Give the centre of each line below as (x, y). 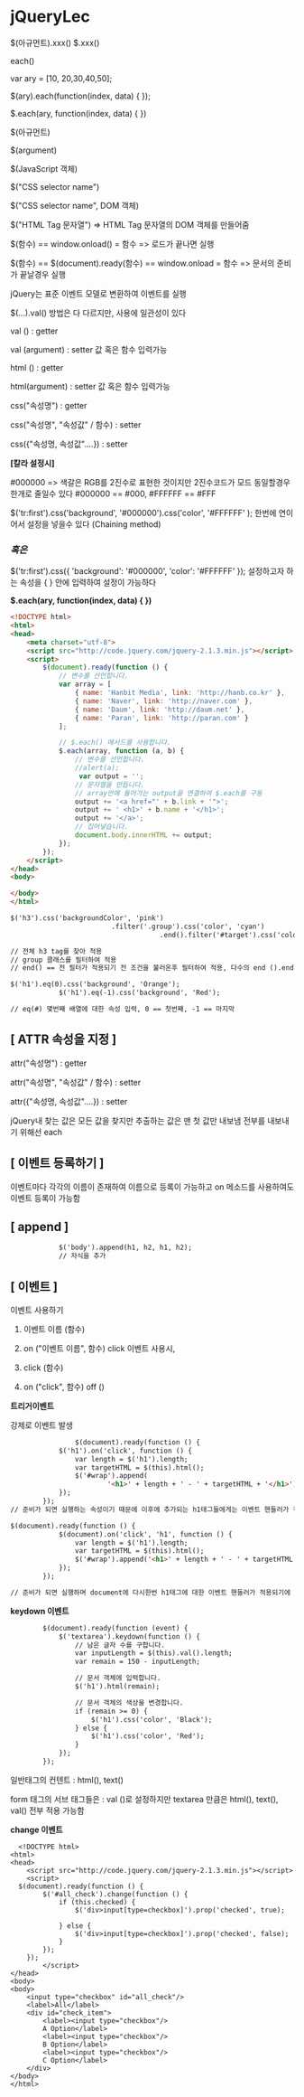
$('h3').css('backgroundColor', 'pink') (88, 918)
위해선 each (41, 1132)
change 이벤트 (37, 1829)
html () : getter (37, 367)
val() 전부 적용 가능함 (47, 1810)
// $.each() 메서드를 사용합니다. (115, 743)
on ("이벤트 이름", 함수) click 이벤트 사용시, (99, 1348)
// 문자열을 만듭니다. (110, 785)
